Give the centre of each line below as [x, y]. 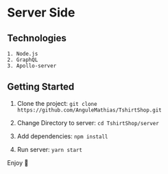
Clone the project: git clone [57, 103]
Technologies [37, 38]
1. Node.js [23, 54]
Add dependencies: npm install [62, 136]
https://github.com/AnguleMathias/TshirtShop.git [89, 110]
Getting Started [41, 87]
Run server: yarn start [49, 149]
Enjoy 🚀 [18, 162]
